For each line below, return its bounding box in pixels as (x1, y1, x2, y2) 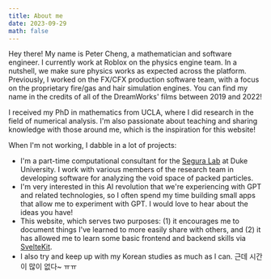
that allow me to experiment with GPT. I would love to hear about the (19, 199, 248, 209)
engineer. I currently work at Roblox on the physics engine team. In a (8, 57, 237, 67)
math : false (8, 27, 49, 35)
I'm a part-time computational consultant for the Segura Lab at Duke (19, 156, 248, 166)
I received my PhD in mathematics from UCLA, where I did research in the (8, 108, 254, 117)
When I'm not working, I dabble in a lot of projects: (8, 141, 177, 150)
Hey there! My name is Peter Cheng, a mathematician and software (8, 49, 232, 59)
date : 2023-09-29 (8, 19, 67, 27)
